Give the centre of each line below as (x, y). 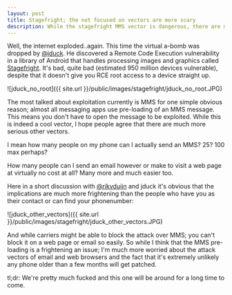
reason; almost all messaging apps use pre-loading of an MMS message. (111, 110)
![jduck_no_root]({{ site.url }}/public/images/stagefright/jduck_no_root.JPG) (115, 89)
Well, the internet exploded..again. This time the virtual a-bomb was (104, 46)
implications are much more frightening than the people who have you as (111, 193)
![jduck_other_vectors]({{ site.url (53, 214)
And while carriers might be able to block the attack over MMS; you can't (111, 235)
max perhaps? (28, 152)
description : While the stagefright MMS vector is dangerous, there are (114, 26)
